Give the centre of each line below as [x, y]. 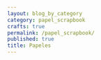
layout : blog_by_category [45, 13]
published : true [31, 39]
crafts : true [26, 26]
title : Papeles [29, 46]
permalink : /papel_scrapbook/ [51, 33]
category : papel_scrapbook [46, 20]
